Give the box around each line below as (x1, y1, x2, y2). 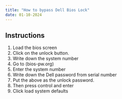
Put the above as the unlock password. (12, 77, 95, 83)
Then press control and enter (12, 83, 74, 89)
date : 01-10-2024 (5, 12, 42, 17)
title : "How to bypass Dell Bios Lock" (5, 7, 90, 13)
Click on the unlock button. (12, 50, 70, 56)
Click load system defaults (12, 88, 69, 94)
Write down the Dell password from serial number (12, 72, 117, 78)
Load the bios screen (12, 44, 57, 51)
